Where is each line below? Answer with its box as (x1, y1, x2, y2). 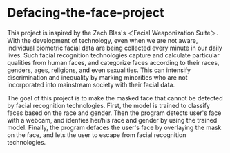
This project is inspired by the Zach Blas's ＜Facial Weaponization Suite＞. (7, 28, 219, 37)
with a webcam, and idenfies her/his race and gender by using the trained (7, 116, 218, 124)
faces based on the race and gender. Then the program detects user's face (7, 109, 222, 117)
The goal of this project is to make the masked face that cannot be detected (7, 93, 223, 102)
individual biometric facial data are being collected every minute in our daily (7, 44, 222, 52)
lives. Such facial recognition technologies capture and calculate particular (7, 51, 220, 60)
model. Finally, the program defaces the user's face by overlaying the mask (7, 123, 222, 132)
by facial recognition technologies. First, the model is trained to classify (7, 101, 211, 109)
